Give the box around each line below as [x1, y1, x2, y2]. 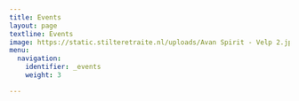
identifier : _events [25, 63, 101, 72]
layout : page [9, 21, 58, 30]
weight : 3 [25, 71, 62, 80]
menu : [9, 46, 29, 55]
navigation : [17, 54, 62, 63]
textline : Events [9, 29, 74, 38]
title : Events [9, 12, 62, 22]
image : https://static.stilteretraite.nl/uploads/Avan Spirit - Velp [9, 37, 273, 47]
